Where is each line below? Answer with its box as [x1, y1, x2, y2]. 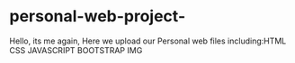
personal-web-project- [9, 6, 186, 27]
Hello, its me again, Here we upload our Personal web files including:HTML [9, 35, 287, 46]
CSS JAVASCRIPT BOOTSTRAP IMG [9, 44, 143, 55]
